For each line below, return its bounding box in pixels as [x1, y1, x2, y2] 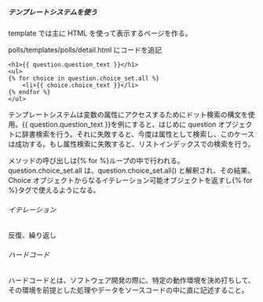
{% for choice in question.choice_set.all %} [8, 75, 159, 82]
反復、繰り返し [8, 231, 57, 240]
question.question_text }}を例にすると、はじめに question [29, 119, 217, 129]
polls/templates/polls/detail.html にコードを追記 [8, 45, 163, 54]
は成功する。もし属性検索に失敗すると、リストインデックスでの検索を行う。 [8, 139, 255, 148]
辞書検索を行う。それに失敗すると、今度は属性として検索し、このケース [21, 129, 255, 139]
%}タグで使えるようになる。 [8, 185, 100, 195]
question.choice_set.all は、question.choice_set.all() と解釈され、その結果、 [8, 166, 255, 175]
